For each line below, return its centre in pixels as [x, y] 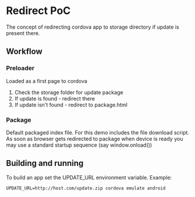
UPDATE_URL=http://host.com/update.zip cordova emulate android [86, 188]
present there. [23, 33]
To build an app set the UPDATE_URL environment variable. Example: [89, 177]
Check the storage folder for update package [69, 92]
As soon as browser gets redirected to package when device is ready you [95, 139]
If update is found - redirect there [55, 98]
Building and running [45, 163]
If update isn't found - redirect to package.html [71, 105]
